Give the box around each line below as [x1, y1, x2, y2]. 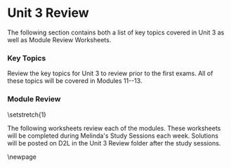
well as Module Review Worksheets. [7, 35, 112, 44]
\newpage [7, 153, 37, 161]
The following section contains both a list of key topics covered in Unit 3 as [7, 28, 225, 37]
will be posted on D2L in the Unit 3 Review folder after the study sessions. [7, 138, 221, 147]
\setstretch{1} [7, 110, 47, 119]
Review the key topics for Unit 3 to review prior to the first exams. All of [7, 69, 213, 78]
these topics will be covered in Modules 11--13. [7, 77, 143, 85]
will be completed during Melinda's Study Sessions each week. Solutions [7, 131, 219, 140]
